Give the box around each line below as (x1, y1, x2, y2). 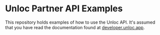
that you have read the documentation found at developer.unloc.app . (5, 24, 145, 30)
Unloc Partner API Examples (5, 3, 123, 14)
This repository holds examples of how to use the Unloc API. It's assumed (5, 19, 156, 25)
